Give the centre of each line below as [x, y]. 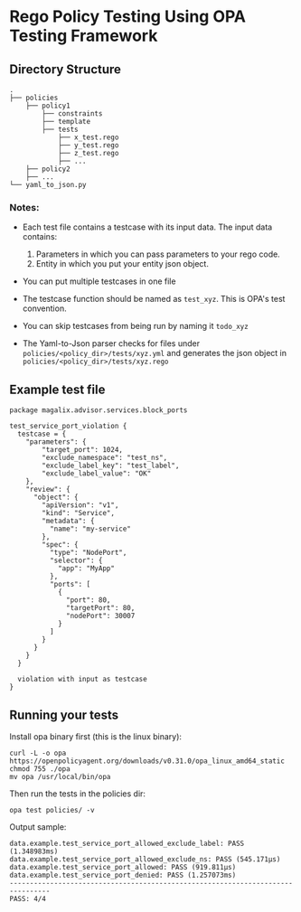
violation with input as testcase [82, 680]
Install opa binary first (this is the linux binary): [96, 736]
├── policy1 [48, 106]
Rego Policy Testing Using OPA [128, 17]
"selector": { [76, 561]
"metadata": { [68, 522]
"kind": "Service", [79, 513]
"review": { [48, 490]
